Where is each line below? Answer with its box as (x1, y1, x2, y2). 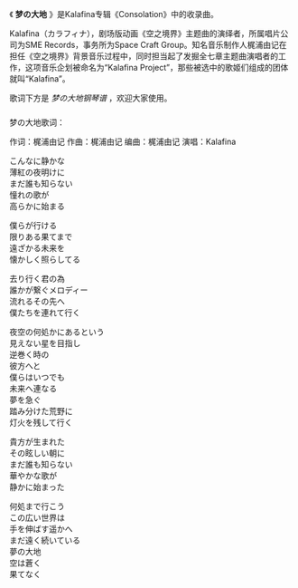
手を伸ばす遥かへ (9, 523, 73, 534)
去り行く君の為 (9, 273, 65, 284)
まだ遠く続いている (9, 535, 81, 545)
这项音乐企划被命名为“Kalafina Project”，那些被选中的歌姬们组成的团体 (24, 63, 289, 72)
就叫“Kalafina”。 (9, 73, 70, 84)
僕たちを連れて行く (9, 307, 81, 318)
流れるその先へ (9, 295, 65, 306)
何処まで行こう (9, 500, 65, 511)
